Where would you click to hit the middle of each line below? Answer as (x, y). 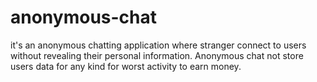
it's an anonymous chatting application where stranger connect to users (158, 45)
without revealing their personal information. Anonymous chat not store (157, 55)
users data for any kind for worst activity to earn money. (126, 66)
